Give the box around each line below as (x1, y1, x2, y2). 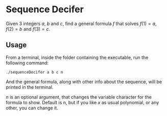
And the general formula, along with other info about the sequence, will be (6, 78, 162, 85)
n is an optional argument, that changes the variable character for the (6, 94, 152, 100)
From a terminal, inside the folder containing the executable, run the (6, 54, 149, 60)
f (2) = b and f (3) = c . (6, 26, 51, 32)
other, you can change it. (6, 105, 58, 111)
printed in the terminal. (6, 84, 54, 90)
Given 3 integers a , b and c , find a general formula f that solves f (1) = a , (6, 20, 157, 27)
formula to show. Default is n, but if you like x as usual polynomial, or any (6, 99, 159, 105)
